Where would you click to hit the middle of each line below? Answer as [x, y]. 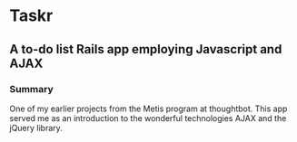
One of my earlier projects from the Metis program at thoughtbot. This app [148, 109]
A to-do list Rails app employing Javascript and [146, 49]
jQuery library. [36, 128]
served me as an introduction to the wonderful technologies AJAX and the [148, 118]
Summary [32, 89]
